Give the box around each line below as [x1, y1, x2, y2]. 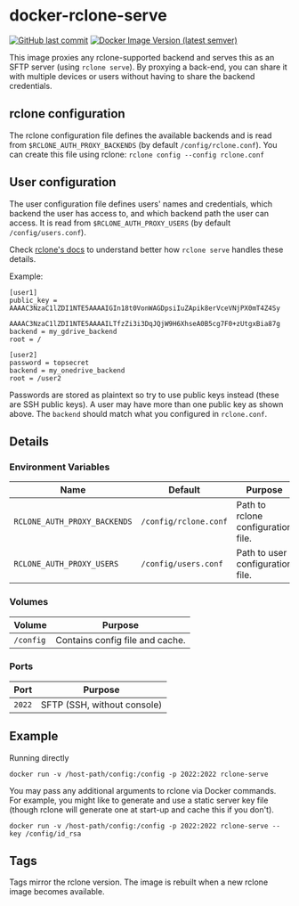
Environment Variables [9, 461, 110, 473]
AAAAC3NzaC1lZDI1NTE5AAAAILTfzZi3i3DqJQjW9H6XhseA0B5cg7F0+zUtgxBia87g [9, 319, 280, 328]
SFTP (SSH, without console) [40, 698, 163, 711]
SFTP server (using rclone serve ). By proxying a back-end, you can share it [9, 61, 287, 72]
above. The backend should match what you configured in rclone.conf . [9, 408, 268, 419]
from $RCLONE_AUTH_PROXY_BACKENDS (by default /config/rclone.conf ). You [9, 139, 278, 150]
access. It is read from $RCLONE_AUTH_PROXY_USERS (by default [9, 217, 231, 228]
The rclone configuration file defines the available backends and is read [9, 130, 272, 141]
